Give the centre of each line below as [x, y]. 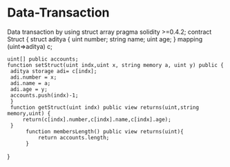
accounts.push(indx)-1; [44, 95]
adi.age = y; [29, 89]
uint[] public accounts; [43, 59]
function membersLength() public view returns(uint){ [105, 131]
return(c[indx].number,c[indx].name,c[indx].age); [97, 119]
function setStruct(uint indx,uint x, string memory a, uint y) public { [116, 65]
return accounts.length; [74, 137]
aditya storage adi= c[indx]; [54, 71]
